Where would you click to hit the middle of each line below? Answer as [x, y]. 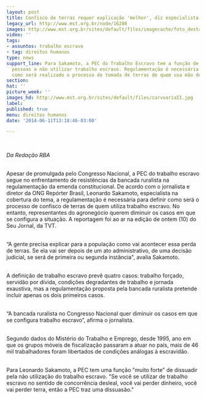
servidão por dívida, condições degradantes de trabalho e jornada [90, 282]
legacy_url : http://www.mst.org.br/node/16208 [67, 23]
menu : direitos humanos [37, 115]
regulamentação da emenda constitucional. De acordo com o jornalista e [98, 187]
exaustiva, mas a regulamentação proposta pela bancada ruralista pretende [102, 289]
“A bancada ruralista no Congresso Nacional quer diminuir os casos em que [102, 314]
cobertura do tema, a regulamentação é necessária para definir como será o [103, 199]
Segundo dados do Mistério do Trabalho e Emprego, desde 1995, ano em [99, 339]
